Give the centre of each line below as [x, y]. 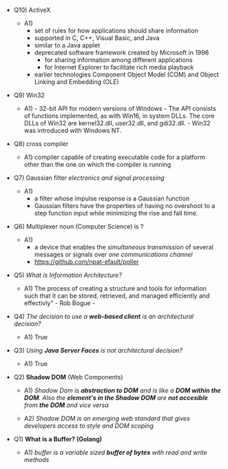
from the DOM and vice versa [66, 405]
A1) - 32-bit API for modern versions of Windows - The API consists [120, 108]
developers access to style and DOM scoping [89, 426]
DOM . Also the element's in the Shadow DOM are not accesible [116, 398]
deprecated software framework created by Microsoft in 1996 [122, 52]
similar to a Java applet [67, 45]
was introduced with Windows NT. [73, 131]
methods [37, 460]
